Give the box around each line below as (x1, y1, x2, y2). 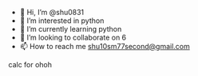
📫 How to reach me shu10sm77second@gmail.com (19, 42, 190, 51)
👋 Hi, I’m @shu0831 (19, 8, 85, 17)
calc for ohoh (8, 60, 53, 69)
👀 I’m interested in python (19, 16, 105, 25)
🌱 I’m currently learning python (19, 25, 122, 33)
